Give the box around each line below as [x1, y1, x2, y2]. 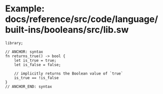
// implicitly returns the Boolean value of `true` [14, 71, 123, 76]
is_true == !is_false [14, 75, 59, 80]
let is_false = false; [14, 62, 61, 67]
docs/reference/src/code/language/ [5, 13, 158, 25]
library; [5, 40, 23, 45]
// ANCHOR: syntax [5, 49, 43, 54]
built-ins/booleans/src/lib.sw [5, 24, 129, 35]
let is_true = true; [14, 58, 57, 63]
